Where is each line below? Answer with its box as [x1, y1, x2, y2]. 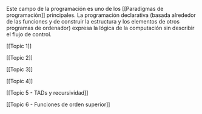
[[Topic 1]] [6, 42, 32, 49]
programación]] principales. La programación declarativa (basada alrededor [6, 11, 196, 19]
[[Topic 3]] [6, 66, 33, 73]
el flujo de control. [6, 31, 52, 38]
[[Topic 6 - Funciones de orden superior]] [6, 101, 110, 108]
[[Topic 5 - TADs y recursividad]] [6, 89, 89, 96]
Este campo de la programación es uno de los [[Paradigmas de [6, 5, 164, 12]
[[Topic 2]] [6, 54, 33, 61]
